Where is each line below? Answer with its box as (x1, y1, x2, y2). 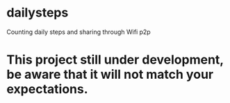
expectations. (6, 82, 88, 97)
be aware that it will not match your (6, 67, 213, 82)
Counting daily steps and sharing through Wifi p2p (6, 28, 151, 36)
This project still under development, (6, 52, 224, 68)
